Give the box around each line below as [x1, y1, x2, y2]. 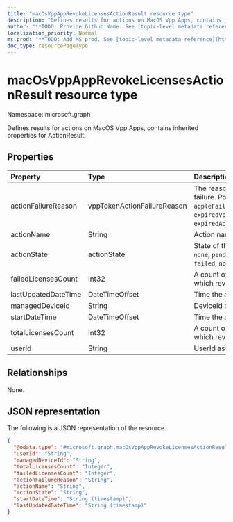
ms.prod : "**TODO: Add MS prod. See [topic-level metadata [7, 36, 182, 43]
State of [193, 240, 220, 250]
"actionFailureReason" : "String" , [13, 476, 113, 483]
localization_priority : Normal [7, 29, 98, 37]
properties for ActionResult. [7, 131, 87, 139]
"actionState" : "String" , [13, 489, 89, 496]
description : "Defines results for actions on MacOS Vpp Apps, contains [7, 17, 222, 24]
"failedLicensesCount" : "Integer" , [13, 470, 116, 477]
